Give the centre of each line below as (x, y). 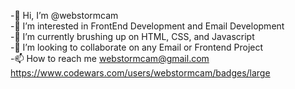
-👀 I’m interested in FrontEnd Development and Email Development (147, 26)
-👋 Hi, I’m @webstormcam (64, 15)
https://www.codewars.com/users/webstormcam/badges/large (140, 73)
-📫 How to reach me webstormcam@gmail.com (110, 58)
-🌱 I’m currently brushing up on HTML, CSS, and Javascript (132, 36)
